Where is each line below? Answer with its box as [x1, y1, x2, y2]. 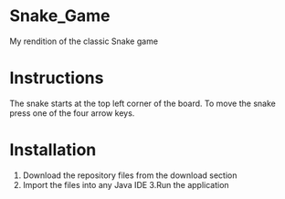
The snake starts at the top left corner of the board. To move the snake [9, 98, 276, 109]
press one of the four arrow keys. [9, 107, 135, 119]
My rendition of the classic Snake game [9, 36, 158, 47]
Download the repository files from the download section [22, 170, 237, 181]
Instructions [9, 68, 104, 89]
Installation [9, 140, 97, 161]
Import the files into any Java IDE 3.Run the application [22, 179, 230, 190]
